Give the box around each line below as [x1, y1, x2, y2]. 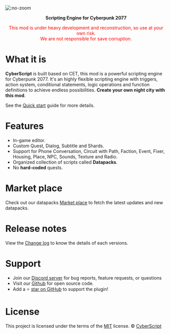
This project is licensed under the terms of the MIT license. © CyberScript [5, 323, 162, 329]
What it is [5, 54, 47, 65]
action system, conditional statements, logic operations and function [5, 81, 150, 87]
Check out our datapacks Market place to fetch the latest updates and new [5, 199, 163, 205]
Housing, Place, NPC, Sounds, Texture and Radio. [12, 153, 118, 160]
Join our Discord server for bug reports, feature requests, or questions [12, 274, 162, 281]
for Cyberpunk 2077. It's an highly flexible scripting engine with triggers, [5, 76, 158, 82]
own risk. [76, 30, 96, 36]
